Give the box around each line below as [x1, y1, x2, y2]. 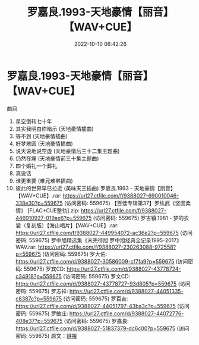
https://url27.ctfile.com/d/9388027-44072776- [69, 310, 184, 317]
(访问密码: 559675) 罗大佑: [42, 250, 108, 258]
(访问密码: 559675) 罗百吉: [62, 295, 128, 302]
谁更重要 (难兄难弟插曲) [15, 177, 73, 184]
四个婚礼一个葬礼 [15, 162, 58, 170]
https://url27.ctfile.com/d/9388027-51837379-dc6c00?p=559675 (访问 [15, 325, 189, 332]
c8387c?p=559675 [15, 295, 62, 302]
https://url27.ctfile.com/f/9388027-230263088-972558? [38, 243, 176, 250]
